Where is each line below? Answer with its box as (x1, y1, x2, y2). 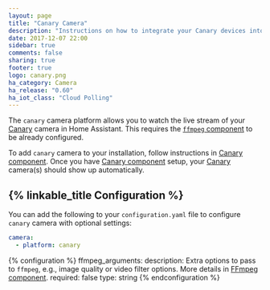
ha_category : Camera (8, 79, 78, 87)
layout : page (8, 11, 52, 20)
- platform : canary (15, 241, 81, 249)
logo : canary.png (8, 71, 67, 79)
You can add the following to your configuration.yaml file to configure (8, 210, 241, 220)
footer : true (8, 64, 52, 72)
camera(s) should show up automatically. (8, 165, 145, 175)
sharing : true (8, 57, 56, 65)
